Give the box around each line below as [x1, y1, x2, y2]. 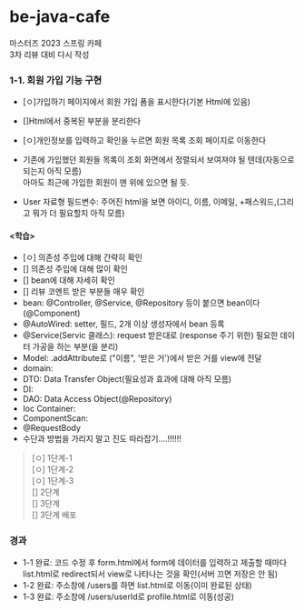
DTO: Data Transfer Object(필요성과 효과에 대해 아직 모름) [22, 374, 232, 385]
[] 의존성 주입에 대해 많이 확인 [22, 264, 129, 275]
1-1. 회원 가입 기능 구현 [9, 74, 103, 86]
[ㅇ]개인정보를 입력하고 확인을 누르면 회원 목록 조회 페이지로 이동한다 [22, 135, 266, 146]
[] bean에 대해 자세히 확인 [22, 275, 115, 285]
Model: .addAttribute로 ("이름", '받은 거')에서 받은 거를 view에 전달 [22, 353, 262, 364]
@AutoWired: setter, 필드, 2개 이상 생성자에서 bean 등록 [22, 318, 225, 329]
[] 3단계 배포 [31, 509, 77, 520]
